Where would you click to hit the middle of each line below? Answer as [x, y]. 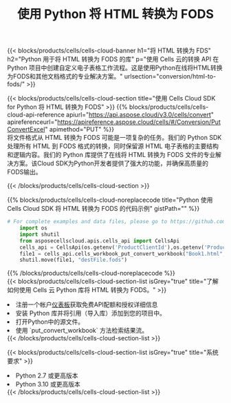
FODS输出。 [25, 172]
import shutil [40, 234]
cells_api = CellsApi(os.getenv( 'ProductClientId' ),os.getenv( [112, 247]
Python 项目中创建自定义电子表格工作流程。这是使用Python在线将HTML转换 [115, 68]
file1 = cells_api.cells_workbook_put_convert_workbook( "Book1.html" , [123, 254]
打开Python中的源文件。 [50, 322]
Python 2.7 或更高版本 [47, 375]
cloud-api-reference [36, 115]
